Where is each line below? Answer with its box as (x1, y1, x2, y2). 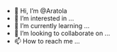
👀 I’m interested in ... (13, 14, 74, 22)
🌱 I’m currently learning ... (13, 22, 90, 30)
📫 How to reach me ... (13, 37, 80, 45)
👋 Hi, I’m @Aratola (13, 7, 67, 15)
